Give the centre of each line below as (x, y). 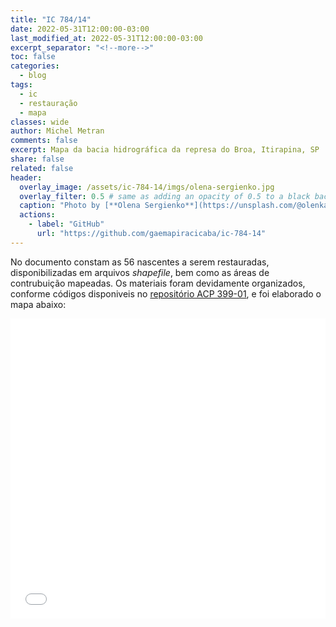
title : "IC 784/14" (51, 19)
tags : (21, 85)
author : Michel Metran (57, 131)
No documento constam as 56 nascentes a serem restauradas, (140, 262)
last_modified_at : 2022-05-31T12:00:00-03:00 (106, 38)
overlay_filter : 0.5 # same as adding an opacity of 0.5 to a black (165, 196)
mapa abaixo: (38, 304)
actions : (37, 215)
